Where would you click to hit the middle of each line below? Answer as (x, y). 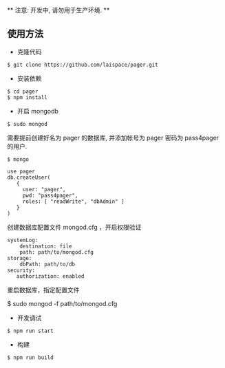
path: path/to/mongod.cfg (57, 252)
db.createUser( (29, 177)
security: (21, 270)
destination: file (46, 246)
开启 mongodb (37, 111)
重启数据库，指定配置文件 (43, 290)
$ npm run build (30, 357)
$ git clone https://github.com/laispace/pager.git (83, 65)
